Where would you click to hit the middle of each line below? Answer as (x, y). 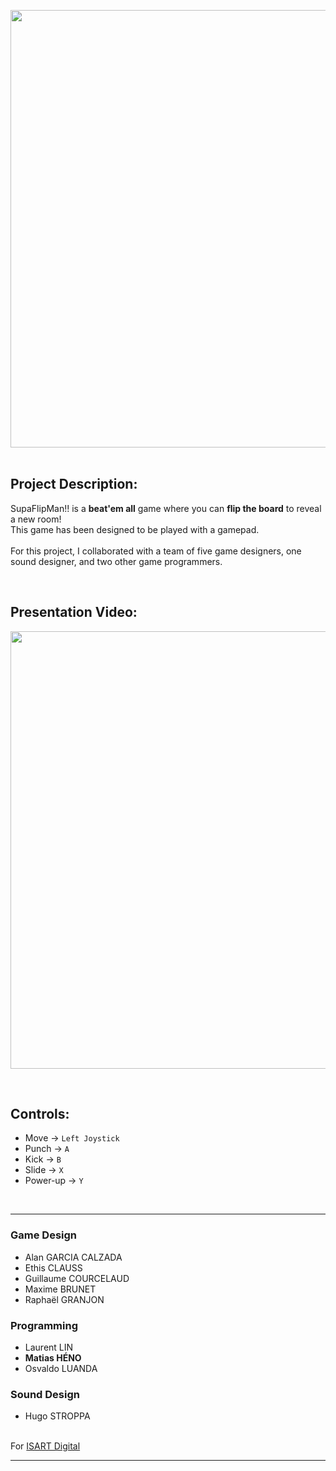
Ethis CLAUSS (53, 1267)
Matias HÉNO (53, 1358)
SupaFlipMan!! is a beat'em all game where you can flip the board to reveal (166, 508)
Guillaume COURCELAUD (77, 1278)
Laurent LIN (49, 1347)
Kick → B (43, 1159)
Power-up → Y (54, 1181)
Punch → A (47, 1149)
